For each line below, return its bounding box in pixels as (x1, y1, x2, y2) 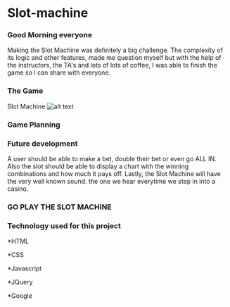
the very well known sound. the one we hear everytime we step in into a (7, 177, 216, 185)
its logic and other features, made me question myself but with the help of (7, 54, 222, 62)
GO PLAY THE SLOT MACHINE (7, 202, 112, 212)
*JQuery (7, 278, 33, 287)
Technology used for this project (7, 220, 122, 230)
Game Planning (7, 120, 61, 130)
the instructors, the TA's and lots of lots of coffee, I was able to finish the (7, 61, 218, 70)
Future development (7, 139, 78, 149)
